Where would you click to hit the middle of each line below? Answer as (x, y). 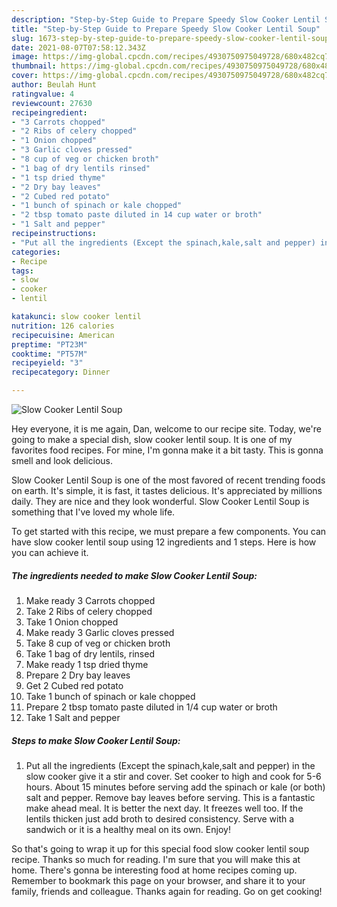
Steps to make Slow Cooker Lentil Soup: (96, 740)
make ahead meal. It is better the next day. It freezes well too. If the (164, 808)
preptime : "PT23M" (49, 344)
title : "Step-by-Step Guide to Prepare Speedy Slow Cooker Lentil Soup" (166, 29)
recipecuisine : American (63, 335)
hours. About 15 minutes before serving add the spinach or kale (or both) (175, 787)
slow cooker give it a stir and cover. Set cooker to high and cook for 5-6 (173, 776)
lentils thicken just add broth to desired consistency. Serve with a (160, 818)
